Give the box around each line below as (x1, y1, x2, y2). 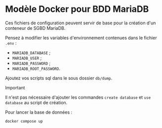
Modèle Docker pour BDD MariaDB (5, 3, 149, 15)
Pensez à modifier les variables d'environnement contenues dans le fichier (5, 35, 157, 41)
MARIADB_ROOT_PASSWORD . (12, 65, 61, 71)
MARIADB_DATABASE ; (12, 50, 51, 56)
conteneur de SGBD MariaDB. (5, 25, 66, 31)
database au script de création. (5, 99, 68, 105)
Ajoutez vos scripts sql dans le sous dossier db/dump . (5, 75, 113, 81)
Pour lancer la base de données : (5, 109, 73, 115)
